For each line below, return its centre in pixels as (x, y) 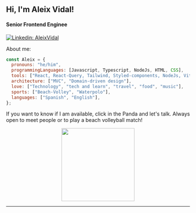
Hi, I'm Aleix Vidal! (40, 10)
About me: (18, 48)
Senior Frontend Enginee (37, 24)
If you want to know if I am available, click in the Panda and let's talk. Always (98, 114)
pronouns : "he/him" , (36, 65)
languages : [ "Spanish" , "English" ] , (56, 97)
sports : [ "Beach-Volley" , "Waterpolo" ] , (61, 92)
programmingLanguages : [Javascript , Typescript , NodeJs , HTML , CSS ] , (97, 70)
